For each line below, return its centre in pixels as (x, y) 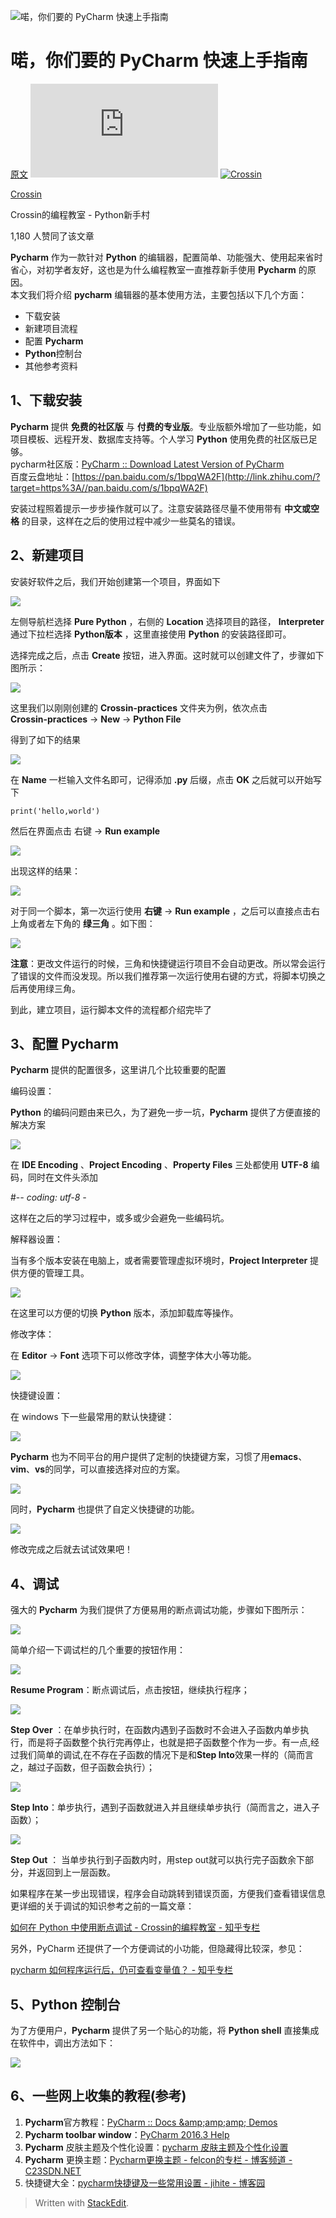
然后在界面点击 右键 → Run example (85, 831)
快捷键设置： (36, 1396)
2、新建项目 (47, 555)
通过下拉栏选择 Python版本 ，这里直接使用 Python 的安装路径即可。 (151, 634)
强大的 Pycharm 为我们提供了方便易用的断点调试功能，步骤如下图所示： (159, 1610)
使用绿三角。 (54, 988)
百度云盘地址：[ (43, 476)
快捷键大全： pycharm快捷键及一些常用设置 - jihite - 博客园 (145, 2182)
